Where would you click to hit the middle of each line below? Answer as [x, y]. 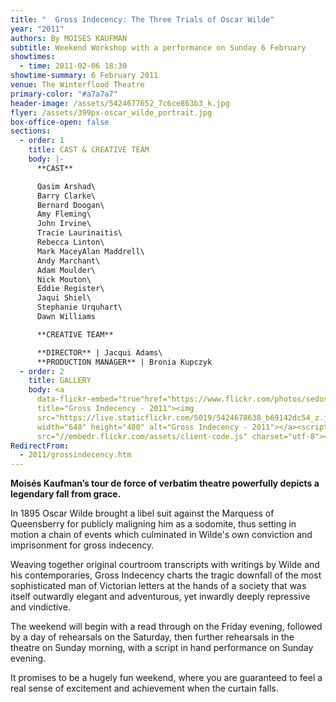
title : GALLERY [60, 381]
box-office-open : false [60, 122]
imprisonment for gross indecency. [82, 545]
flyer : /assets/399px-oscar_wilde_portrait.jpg [111, 112]
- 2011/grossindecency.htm [75, 455]
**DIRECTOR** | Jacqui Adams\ [99, 352]
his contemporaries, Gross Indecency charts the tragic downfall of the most [166, 575]
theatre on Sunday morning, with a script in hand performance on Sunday [162, 648]
